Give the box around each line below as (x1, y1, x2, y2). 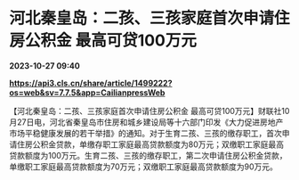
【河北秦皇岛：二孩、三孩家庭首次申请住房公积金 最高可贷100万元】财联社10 (9, 105, 290, 116)
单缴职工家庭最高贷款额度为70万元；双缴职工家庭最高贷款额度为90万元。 (9, 161, 279, 172)
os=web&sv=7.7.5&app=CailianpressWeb (9, 86, 166, 98)
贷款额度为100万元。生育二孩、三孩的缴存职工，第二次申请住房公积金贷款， (9, 150, 287, 160)
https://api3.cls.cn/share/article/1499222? (9, 78, 173, 88)
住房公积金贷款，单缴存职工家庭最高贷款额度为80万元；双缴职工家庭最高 (16, 139, 285, 150)
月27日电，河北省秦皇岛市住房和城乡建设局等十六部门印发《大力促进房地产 (9, 117, 284, 127)
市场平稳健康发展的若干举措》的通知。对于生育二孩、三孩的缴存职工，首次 (9, 127, 282, 138)
